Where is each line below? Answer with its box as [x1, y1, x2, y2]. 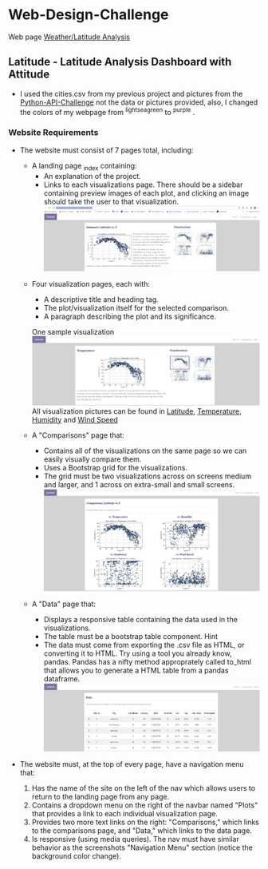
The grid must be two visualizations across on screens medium [43, 471, 252, 481]
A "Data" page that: [31, 599, 97, 609]
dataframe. [43, 673, 81, 684]
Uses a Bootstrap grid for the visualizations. [43, 462, 187, 472]
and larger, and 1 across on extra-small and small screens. [43, 479, 235, 489]
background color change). [31, 851, 122, 861]
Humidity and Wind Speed [31, 415, 118, 424]
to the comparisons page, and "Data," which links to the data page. [31, 826, 253, 835]
